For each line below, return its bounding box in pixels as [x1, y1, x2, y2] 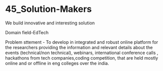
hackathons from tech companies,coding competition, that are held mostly [5, 55, 159, 61]
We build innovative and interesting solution [5, 20, 95, 26]
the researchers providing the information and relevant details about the [5, 44, 153, 50]
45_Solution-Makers [5, 3, 92, 15]
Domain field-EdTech [5, 29, 49, 35]
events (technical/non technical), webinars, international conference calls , [5, 50, 159, 56]
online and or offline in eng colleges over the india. [5, 60, 109, 66]
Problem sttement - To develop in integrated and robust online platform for [5, 39, 159, 45]
